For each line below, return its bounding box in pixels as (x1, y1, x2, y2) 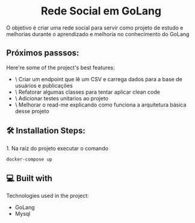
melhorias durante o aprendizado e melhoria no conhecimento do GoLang (6, 30, 190, 37)
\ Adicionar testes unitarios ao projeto (14, 94, 109, 102)
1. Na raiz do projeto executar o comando (6, 144, 108, 151)
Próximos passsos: (6, 48, 79, 58)
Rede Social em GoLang (41, 4, 161, 18)
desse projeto (14, 107, 49, 115)
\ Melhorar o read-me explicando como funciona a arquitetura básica (14, 101, 187, 108)
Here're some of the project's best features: (6, 64, 116, 71)
